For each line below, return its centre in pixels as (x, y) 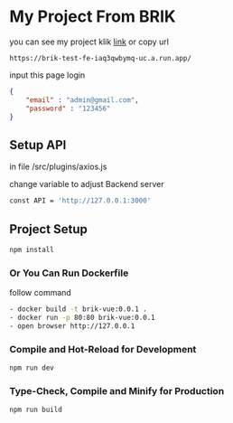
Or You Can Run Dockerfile (69, 273)
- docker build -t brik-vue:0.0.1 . (78, 309)
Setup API (38, 145)
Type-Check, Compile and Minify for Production (117, 390)
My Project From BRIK (93, 17)
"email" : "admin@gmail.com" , (83, 100)
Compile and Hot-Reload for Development (103, 349)
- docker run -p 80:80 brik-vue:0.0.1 (82, 317)
